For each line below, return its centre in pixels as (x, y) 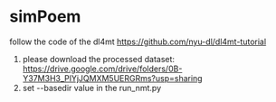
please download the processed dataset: (98, 59)
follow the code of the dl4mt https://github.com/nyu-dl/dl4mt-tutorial (138, 42)
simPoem (45, 17)
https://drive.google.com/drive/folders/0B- (102, 69)
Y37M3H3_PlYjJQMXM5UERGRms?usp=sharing (112, 78)
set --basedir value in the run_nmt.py (92, 88)
